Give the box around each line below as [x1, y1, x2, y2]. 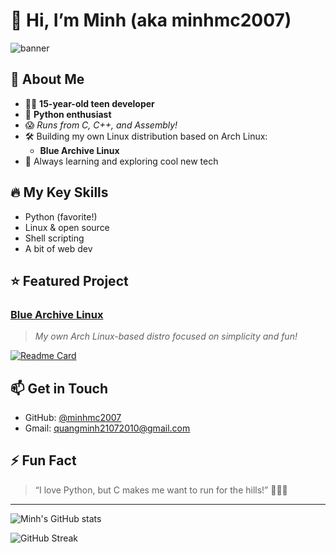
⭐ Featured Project [10, 272, 129, 289]
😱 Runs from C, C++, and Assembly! [24, 119, 178, 131]
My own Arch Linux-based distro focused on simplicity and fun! [34, 330, 298, 343]
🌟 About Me [10, 71, 85, 88]
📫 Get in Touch [10, 380, 109, 397]
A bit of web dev [24, 242, 93, 254]
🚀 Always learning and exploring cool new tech [24, 155, 219, 167]
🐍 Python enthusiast [24, 108, 112, 120]
